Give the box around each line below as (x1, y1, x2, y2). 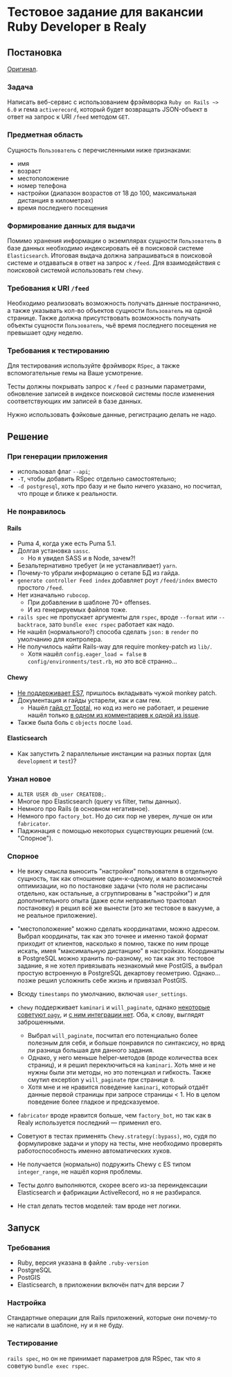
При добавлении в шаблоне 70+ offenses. (27, 598, 151, 607)
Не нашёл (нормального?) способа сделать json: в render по (17, 628, 199, 636)
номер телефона (17, 181, 67, 189)
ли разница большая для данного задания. (27, 1046, 154, 1054)
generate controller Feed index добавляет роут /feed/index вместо (17, 576, 218, 585)
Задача (7, 82, 33, 92)
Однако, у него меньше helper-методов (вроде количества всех (27, 1054, 218, 1062)
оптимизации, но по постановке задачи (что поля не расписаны (17, 882, 208, 890)
